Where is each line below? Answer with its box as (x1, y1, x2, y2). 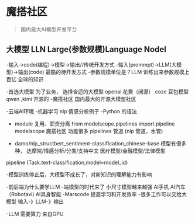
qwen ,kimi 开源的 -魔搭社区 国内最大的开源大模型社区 (6, 95, 136, 102)
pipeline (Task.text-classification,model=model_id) (6, 159, 128, 166)
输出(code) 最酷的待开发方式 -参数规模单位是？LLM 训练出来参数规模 (18, 68, 184, 75)
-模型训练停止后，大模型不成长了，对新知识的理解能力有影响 (6, 170, 152, 178)
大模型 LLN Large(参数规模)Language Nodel (6, 44, 167, 54)
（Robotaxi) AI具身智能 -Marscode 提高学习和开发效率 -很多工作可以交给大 (6, 190, 187, 197)
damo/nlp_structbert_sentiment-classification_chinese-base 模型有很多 (14, 140, 187, 147)
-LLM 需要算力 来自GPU (6, 210, 64, 217)
